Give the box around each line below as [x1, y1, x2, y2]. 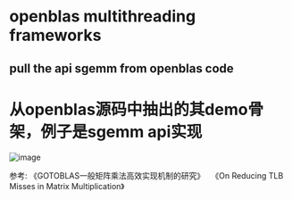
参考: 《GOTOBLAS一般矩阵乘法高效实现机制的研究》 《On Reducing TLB [9, 170, 284, 180]
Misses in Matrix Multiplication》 [9, 180, 125, 191]
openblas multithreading [9, 6, 196, 27]
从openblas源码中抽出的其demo [9, 99, 248, 120]
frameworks [9, 25, 102, 46]
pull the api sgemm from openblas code [9, 61, 234, 76]
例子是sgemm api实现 [40, 121, 203, 142]
